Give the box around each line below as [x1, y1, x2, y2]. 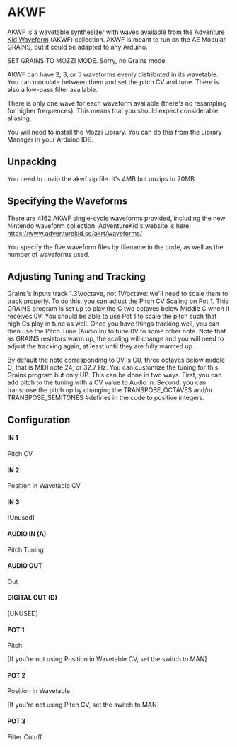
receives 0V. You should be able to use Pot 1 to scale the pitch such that [7, 312, 217, 321]
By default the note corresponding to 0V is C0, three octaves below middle [7, 355, 225, 365]
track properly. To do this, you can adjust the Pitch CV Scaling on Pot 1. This [7, 297, 229, 305]
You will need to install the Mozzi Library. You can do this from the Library [7, 127, 222, 136]
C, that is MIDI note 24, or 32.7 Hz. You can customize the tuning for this [7, 363, 219, 372]
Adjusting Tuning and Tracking [7, 270, 146, 283]
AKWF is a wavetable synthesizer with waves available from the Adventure [7, 28, 225, 36]
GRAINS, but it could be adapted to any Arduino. [7, 42, 149, 51]
